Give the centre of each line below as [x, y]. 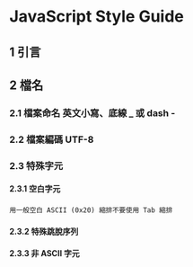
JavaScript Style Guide [96, 17]
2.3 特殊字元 [36, 165]
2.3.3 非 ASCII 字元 [44, 254]
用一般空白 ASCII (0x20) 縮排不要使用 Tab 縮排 [91, 210]
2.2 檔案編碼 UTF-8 [52, 139]
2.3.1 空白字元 [35, 189]
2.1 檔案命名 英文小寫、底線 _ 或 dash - [92, 112]
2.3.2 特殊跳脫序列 [44, 231]
